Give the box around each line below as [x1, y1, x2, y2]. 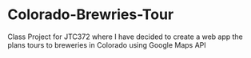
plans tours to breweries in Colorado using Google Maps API [7, 40, 207, 49]
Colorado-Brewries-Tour [7, 6, 174, 24]
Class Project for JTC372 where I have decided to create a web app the [7, 32, 243, 41]
